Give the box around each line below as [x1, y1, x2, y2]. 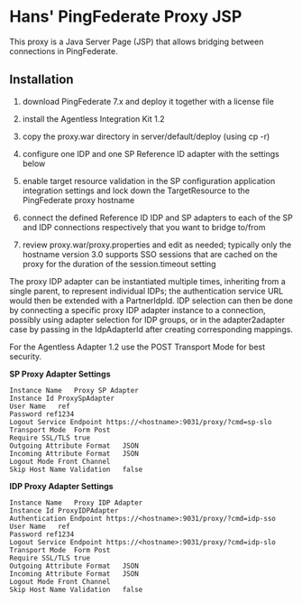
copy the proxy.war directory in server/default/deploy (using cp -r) [22, 131, 270, 142]
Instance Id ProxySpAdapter [9, 394, 115, 403]
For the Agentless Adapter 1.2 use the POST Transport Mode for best [9, 341, 266, 352]
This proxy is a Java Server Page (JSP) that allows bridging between [9, 36, 264, 47]
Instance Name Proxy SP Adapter [9, 385, 140, 394]
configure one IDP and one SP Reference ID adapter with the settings [22, 148, 279, 159]
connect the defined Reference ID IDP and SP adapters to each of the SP [22, 212, 293, 223]
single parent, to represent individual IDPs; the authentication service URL [9, 285, 284, 296]
